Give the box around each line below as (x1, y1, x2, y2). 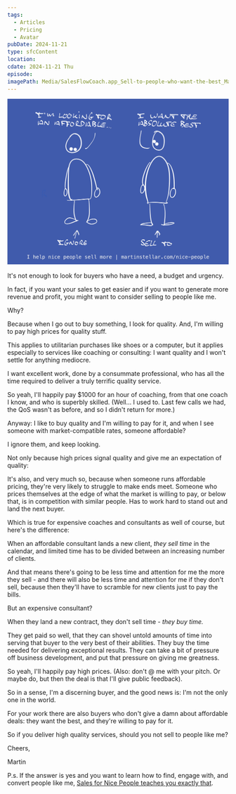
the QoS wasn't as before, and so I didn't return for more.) (7, 405, 176, 414)
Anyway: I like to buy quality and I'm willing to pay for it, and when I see (7, 419, 214, 427)
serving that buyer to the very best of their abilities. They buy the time (7, 639, 209, 646)
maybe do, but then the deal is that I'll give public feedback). (7, 675, 183, 683)
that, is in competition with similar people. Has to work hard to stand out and (7, 497, 228, 505)
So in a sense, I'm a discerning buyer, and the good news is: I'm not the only (7, 689, 228, 696)
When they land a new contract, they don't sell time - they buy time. (7, 618, 204, 625)
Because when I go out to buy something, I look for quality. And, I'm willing (7, 320, 223, 328)
